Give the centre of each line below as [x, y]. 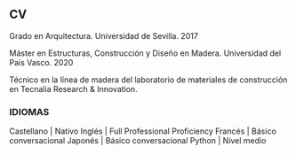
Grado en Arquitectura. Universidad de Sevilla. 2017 [104, 35]
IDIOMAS [29, 112]
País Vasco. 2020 [41, 62]
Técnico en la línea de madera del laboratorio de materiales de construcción [148, 80]
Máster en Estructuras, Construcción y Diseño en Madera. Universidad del [145, 53]
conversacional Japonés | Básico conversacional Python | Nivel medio [138, 141]
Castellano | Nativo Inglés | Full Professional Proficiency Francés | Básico [143, 131]
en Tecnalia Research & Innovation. [73, 89]
